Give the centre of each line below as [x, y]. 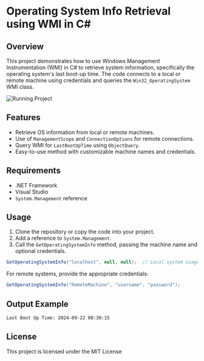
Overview [25, 46]
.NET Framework [36, 185]
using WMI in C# [49, 24]
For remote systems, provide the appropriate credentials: [77, 274]
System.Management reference [51, 198]
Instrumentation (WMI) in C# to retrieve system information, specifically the [100, 67]
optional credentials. [41, 251]
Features [23, 117]
